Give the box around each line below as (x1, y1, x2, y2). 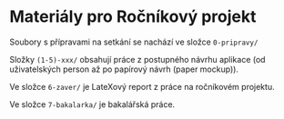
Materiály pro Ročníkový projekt (9, 6, 257, 27)
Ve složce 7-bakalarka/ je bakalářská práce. (9, 98, 176, 110)
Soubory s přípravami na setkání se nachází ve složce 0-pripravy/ (9, 36, 259, 47)
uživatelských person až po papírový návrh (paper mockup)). (9, 64, 239, 74)
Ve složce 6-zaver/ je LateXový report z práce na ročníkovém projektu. (9, 81, 275, 92)
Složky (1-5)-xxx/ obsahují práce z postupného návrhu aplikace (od (9, 54, 266, 64)
